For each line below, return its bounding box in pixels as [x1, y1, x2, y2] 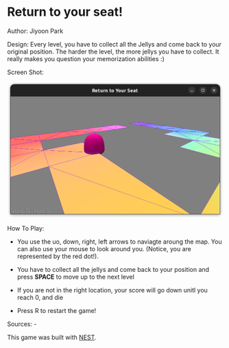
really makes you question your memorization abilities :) [7, 54, 165, 62]
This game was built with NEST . [7, 334, 97, 342]
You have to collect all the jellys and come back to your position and [16, 266, 210, 274]
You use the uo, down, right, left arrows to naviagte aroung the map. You [16, 237, 222, 246]
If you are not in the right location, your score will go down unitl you [16, 286, 208, 294]
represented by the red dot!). [16, 252, 99, 261]
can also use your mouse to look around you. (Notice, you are [16, 245, 192, 253]
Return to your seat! [7, 4, 123, 20]
